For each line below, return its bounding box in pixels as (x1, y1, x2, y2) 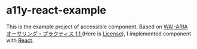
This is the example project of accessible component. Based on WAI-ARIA (6, 23, 188, 30)
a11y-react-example (6, 4, 106, 17)
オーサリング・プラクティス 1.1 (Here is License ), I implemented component (6, 30, 192, 37)
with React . (6, 37, 34, 44)
